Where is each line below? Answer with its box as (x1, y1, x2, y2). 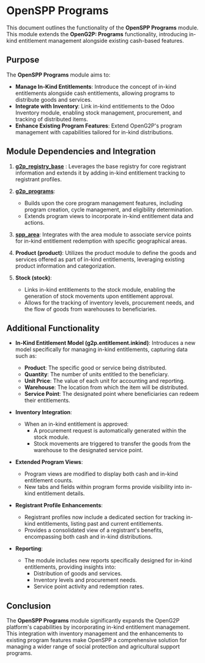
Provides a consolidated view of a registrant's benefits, (24, 526, 163, 534)
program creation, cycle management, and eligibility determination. (24, 206, 194, 213)
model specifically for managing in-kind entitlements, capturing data (15, 346, 188, 353)
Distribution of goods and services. (33, 570, 122, 577)
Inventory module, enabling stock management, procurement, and (15, 108, 182, 116)
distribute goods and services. (15, 96, 92, 103)
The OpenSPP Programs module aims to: (6, 71, 111, 78)
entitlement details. (36, 490, 85, 497)
